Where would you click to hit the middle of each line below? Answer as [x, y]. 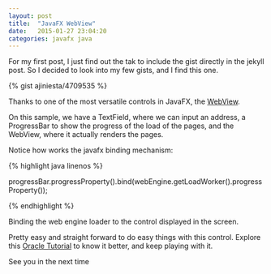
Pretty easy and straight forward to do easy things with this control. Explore [135, 238]
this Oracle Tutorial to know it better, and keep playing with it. [111, 246]
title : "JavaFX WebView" [52, 24]
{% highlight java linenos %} [56, 166]
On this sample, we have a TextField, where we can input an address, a [127, 118]
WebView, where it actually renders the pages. [86, 135]
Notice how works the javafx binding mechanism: [91, 150]
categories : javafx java [50, 39]
